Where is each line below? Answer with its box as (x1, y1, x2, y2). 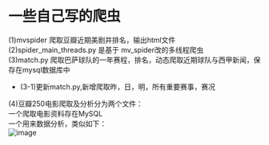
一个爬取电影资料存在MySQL (8, 108, 103, 118)
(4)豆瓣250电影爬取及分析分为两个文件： (8, 99, 143, 108)
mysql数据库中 (22, 65, 70, 74)
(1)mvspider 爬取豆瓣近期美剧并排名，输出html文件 (8, 35, 176, 45)
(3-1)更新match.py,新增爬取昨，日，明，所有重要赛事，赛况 (19, 81, 216, 92)
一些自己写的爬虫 (8, 7, 122, 25)
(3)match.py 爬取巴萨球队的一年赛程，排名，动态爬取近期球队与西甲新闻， (8, 55, 254, 65)
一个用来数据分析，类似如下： (8, 119, 106, 128)
